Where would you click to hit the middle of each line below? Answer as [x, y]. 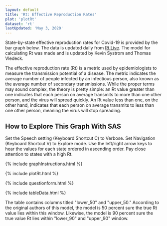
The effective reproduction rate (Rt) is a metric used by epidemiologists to [81, 68]
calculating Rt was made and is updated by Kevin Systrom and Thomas [78, 53]
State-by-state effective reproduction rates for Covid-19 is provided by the [82, 42]
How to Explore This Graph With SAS [63, 126]
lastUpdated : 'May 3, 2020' [34, 28]
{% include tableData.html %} [36, 193]
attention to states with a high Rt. [39, 154]
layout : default [22, 10]
